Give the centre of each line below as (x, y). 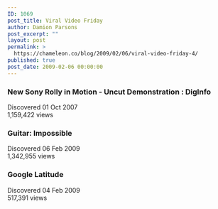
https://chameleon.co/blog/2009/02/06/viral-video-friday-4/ (106, 54)
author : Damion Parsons (43, 27)
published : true (31, 60)
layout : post (27, 41)
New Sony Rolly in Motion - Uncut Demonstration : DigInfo (109, 92)
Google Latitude (36, 175)
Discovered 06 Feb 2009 (44, 149)
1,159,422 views (30, 114)
